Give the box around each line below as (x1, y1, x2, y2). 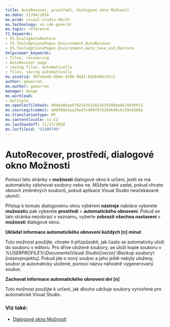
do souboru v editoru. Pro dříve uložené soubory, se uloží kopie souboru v (5, 244, 162, 251)
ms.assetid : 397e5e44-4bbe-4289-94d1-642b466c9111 (5, 74, 116, 79)
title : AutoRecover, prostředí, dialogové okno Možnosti (5, 7, 130, 13)
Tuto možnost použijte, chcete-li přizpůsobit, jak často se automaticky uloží (5, 239, 165, 245)
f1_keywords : (5, 31, 33, 36)
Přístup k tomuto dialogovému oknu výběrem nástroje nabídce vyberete (5, 203, 158, 209)
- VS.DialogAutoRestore (5, 36, 56, 42)
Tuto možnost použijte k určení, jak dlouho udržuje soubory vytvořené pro (5, 286, 162, 292)
